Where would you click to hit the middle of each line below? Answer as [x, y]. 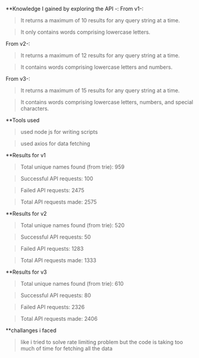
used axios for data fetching [55, 143]
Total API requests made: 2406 [59, 319]
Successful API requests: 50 [55, 237]
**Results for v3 [26, 272]
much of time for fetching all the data [66, 348]
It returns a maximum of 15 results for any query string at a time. [100, 90]
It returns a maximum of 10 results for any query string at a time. [100, 20]
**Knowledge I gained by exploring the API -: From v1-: [75, 9]
